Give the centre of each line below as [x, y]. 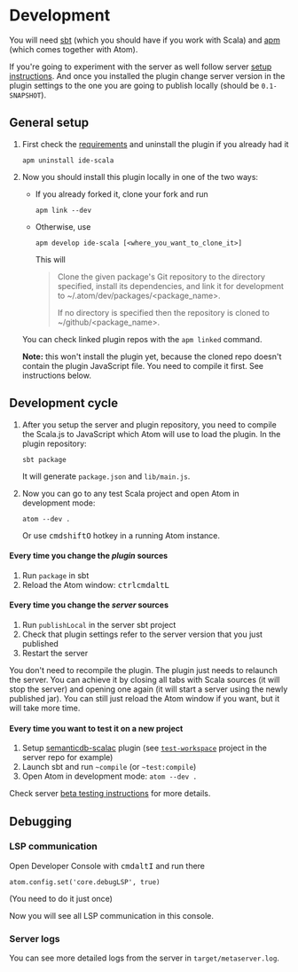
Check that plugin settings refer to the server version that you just [142, 634]
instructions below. [56, 375]
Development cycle [64, 403]
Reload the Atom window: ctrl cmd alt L [96, 584]
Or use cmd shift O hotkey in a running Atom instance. [121, 535]
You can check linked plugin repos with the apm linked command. [142, 339]
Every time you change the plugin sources [89, 556]
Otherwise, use [63, 226]
